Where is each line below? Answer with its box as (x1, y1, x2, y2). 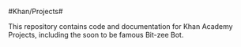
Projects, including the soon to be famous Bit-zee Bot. (8, 31, 184, 39)
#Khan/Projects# (8, 7, 63, 16)
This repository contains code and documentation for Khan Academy (8, 22, 233, 31)
